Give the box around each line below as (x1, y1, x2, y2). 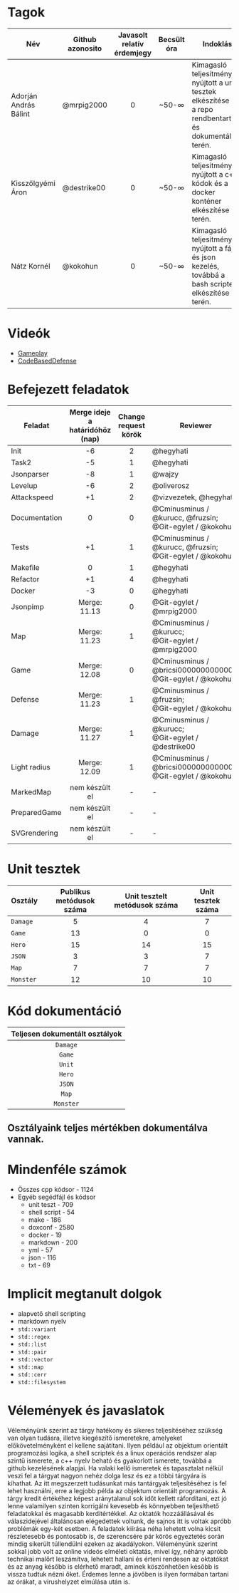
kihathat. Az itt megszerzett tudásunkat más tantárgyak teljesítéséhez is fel (7, 1479, 227, 1488)
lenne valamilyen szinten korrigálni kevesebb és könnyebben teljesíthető (7, 1501, 219, 1510)
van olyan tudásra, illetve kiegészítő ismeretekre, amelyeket (7, 1433, 183, 1442)
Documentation (11, 512, 63, 522)
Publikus (60, 886, 91, 896)
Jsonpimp (11, 601, 45, 611)
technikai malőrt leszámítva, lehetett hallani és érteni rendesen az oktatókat (7, 1555, 229, 1563)
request (118, 420, 146, 430)
